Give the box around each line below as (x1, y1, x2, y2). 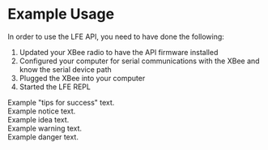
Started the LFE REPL (19, 82, 91, 92)
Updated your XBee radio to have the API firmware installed (19, 47, 219, 57)
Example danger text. (7, 131, 79, 142)
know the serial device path (19, 64, 113, 74)
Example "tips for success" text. (7, 97, 115, 107)
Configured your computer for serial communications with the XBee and (19, 56, 260, 66)
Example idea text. (7, 114, 70, 124)
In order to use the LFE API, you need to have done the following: (7, 32, 224, 41)
